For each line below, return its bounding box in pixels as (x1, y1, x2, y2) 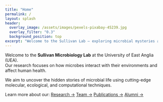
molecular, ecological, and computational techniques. (5, 82, 112, 88)
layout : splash (5, 16, 36, 21)
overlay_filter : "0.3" (9, 30, 55, 34)
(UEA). (5, 57, 18, 63)
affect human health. (5, 68, 47, 73)
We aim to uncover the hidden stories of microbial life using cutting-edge (5, 77, 151, 83)
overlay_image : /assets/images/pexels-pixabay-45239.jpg (9, 25, 127, 30)
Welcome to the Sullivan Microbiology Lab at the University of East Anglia (5, 52, 154, 58)
